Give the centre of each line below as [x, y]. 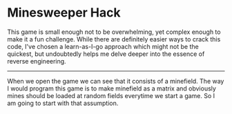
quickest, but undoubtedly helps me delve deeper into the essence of [106, 54]
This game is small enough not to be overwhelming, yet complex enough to [114, 32]
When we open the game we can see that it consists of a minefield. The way [116, 81]
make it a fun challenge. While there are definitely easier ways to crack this [114, 39]
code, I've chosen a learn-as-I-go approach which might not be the [103, 46]
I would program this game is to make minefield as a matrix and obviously [112, 88]
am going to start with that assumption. [63, 103]
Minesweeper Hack [64, 13]
